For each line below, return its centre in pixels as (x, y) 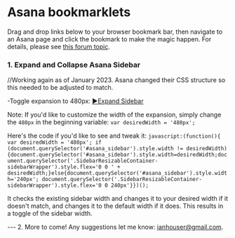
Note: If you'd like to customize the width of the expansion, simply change (114, 115)
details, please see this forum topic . (59, 46)
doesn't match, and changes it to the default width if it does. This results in (115, 206)
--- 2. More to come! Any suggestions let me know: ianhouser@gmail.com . (115, 227)
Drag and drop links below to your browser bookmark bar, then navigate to (115, 32)
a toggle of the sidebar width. (50, 213)
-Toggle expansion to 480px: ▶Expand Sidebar (75, 101)
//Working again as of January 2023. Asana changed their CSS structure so (116, 80)
